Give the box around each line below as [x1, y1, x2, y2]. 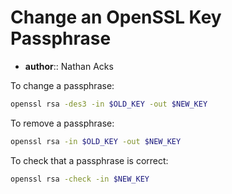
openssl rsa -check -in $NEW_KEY [10, 174, 150, 184]
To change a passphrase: [10, 79, 115, 91]
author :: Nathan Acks [24, 60, 114, 72]
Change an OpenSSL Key [10, 6, 222, 29]
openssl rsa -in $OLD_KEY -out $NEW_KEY [10, 136, 182, 146]
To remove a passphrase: [10, 117, 115, 129]
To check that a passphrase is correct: [10, 154, 169, 166]
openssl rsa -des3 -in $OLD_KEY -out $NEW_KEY [10, 99, 208, 109]
